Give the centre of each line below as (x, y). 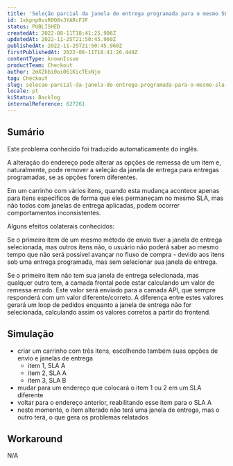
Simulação (31, 334)
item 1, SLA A (46, 365)
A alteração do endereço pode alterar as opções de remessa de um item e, (114, 162)
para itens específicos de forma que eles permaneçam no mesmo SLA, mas (115, 198)
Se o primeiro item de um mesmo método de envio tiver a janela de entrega (115, 240)
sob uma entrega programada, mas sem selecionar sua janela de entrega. (112, 262)
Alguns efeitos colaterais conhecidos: (61, 226)
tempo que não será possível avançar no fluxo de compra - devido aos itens (116, 254)
